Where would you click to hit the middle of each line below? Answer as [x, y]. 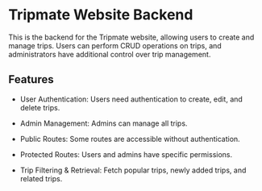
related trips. [41, 178]
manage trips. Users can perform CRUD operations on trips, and [115, 45]
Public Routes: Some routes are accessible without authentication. [130, 139]
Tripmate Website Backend [101, 15]
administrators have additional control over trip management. [110, 54]
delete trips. [40, 107]
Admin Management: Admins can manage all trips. [104, 123]
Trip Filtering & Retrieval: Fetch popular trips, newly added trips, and [133, 170]
